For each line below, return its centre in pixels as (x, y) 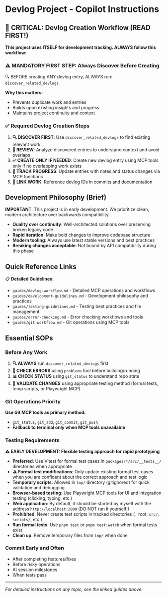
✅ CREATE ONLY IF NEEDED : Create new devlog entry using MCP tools (85, 160)
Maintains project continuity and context (54, 113)
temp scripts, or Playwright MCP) (46, 388)
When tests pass (30, 575)
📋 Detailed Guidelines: (29, 279)
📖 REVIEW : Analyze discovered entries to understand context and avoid (86, 149)
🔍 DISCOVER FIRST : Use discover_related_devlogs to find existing (81, 137)
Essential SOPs (29, 338)
